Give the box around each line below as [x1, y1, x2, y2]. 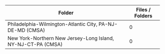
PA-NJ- [98, 21, 118, 27]
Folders [134, 12, 153, 19]
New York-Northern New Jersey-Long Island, [7, 35, 114, 41]
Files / [136, 6, 151, 13]
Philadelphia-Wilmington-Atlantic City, [7, 21, 98, 27]
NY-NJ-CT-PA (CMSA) [7, 41, 63, 48]
